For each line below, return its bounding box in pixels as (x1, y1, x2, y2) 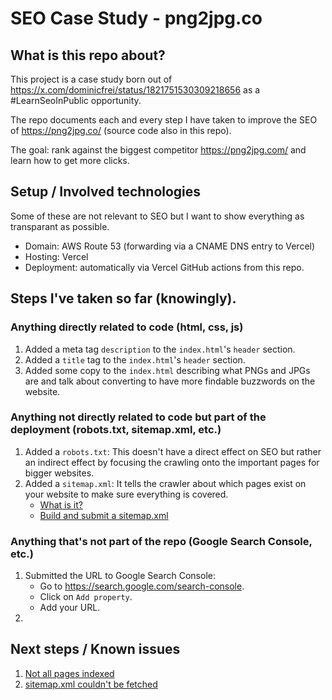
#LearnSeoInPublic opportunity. (10, 95, 142, 106)
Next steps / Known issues (10, 641, 181, 658)
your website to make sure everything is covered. (24, 488, 229, 500)
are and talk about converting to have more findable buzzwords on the (24, 375, 316, 387)
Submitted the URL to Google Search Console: (24, 570, 216, 582)
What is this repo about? (10, 47, 166, 64)
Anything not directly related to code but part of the (10, 410, 267, 424)
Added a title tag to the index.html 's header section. (24, 353, 246, 366)
